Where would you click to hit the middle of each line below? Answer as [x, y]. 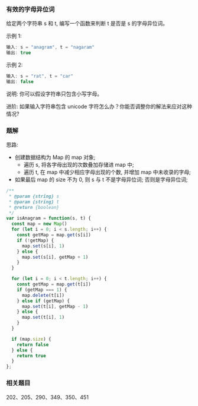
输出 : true [19, 53]
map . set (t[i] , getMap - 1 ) [55, 306]
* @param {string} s [34, 196]
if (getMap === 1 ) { [42, 290]
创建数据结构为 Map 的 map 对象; [55, 157]
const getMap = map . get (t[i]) [54, 284]
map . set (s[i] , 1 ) [43, 246]
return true [31, 356]
